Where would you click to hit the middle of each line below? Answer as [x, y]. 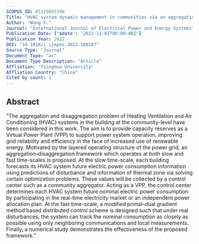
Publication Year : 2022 [36, 39]
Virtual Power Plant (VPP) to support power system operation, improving [94, 134]
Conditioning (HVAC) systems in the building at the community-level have [96, 122]
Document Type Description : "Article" [54, 61]
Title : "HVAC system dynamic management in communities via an [86, 17]
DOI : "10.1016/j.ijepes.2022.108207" [53, 45]
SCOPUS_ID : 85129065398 [36, 12]
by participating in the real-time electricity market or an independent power [98, 198]
